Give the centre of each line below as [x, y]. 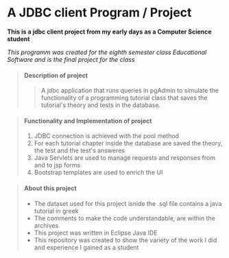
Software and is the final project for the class [71, 59]
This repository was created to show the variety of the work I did [125, 240]
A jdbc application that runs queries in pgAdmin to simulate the [130, 91]
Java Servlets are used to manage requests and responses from [125, 158]
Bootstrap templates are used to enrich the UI [98, 172]
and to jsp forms [57, 165]
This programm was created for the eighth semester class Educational [107, 52]
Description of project [56, 75]
